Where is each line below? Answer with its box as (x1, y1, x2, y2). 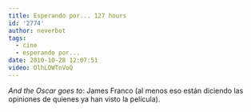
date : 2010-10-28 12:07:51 (8, 57, 98, 65)
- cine (15, 42, 38, 50)
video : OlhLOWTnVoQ (8, 64, 74, 72)
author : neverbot (8, 26, 66, 34)
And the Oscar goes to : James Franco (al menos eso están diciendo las (8, 86, 244, 95)
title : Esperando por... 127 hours (8, 11, 127, 20)
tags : (8, 34, 26, 42)
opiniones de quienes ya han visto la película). (8, 94, 161, 104)
